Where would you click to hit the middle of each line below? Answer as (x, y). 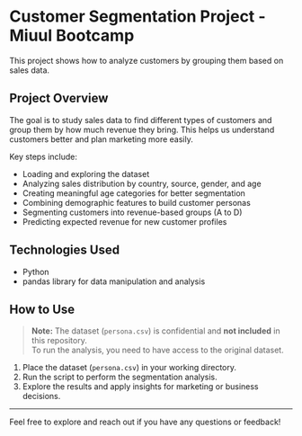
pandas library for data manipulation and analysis (114, 281)
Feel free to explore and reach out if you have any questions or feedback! (145, 422)
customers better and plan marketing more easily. (101, 139)
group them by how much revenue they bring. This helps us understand (142, 129)
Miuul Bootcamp (72, 36)
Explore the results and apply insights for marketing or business (140, 387)
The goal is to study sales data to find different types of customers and (141, 120)
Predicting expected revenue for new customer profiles (124, 221)
